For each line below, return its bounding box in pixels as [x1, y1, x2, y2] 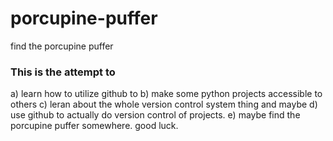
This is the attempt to [10, 65, 116, 79]
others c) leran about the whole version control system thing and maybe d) [10, 98, 318, 111]
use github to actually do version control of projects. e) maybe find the [10, 109, 301, 121]
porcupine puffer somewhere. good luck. [10, 120, 179, 132]
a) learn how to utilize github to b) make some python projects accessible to [10, 88, 323, 100]
